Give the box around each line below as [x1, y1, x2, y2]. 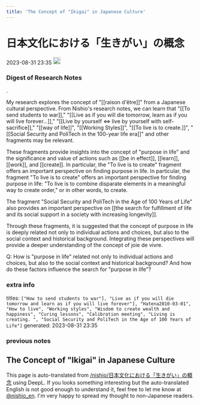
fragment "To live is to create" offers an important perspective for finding [6, 174, 187, 181]
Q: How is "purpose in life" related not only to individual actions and [6, 253, 174, 260]
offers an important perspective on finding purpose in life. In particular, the [6, 168, 190, 175]
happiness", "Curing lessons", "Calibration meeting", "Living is [6, 311, 175, 317]
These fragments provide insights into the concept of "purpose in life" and [6, 148, 190, 156]
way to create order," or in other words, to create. [6, 187, 128, 194]
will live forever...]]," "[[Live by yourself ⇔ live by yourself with [6, 118, 162, 125]
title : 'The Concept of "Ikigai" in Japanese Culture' [6, 8, 146, 15]
